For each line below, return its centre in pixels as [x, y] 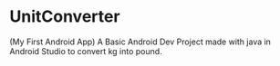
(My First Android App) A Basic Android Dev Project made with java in [140, 42]
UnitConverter [65, 17]
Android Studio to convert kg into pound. [86, 51]
